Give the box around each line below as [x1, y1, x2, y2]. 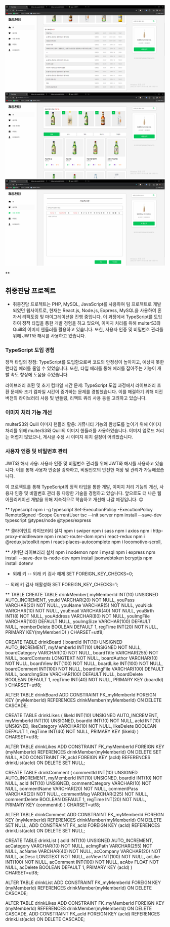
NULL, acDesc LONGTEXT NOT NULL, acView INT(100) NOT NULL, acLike [5, 853, 160, 859]
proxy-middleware [5, 533, 44, 539]
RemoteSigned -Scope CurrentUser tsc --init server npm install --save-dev [5, 512, 162, 518]
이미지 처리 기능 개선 [5, 409, 52, 416]
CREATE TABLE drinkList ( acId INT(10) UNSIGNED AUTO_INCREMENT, [5, 837, 153, 844]
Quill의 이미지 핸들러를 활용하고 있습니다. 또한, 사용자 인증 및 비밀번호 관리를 [12, 326, 163, 332]
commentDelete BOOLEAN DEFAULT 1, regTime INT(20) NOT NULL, [5, 796, 147, 802]
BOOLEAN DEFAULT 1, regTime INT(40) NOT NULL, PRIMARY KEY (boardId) [5, 676, 163, 682]
